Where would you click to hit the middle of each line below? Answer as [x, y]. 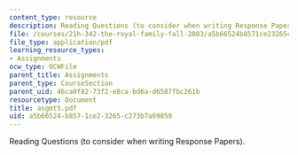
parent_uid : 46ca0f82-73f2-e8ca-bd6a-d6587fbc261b [105, 91]
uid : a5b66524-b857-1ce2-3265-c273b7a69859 [91, 116]
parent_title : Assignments [59, 75]
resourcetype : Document [53, 100]
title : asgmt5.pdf [43, 108]
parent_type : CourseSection [61, 83]
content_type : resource [53, 17]
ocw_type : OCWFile [43, 67]
